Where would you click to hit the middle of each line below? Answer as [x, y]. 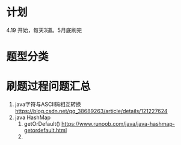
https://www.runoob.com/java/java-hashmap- [118, 124]
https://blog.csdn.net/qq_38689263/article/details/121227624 [91, 111]
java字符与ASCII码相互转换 [48, 104]
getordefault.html [45, 131]
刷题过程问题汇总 [49, 86]
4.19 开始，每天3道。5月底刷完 [44, 30]
